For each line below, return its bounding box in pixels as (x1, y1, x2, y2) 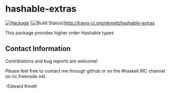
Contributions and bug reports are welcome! (5, 58, 98, 64)
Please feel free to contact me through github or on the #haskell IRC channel (5, 68, 165, 74)
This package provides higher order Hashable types (5, 29, 114, 36)
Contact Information (5, 44, 71, 53)
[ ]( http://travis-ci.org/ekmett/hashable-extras (30, 20, 155, 26)
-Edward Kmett (5, 83, 37, 89)
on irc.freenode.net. (5, 73, 47, 79)
